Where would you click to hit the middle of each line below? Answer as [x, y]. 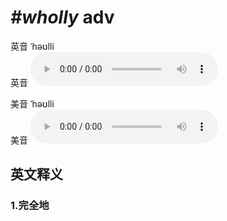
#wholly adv [62, 17]
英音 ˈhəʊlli [32, 46]
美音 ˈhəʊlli [32, 103]
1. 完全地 [30, 206]
